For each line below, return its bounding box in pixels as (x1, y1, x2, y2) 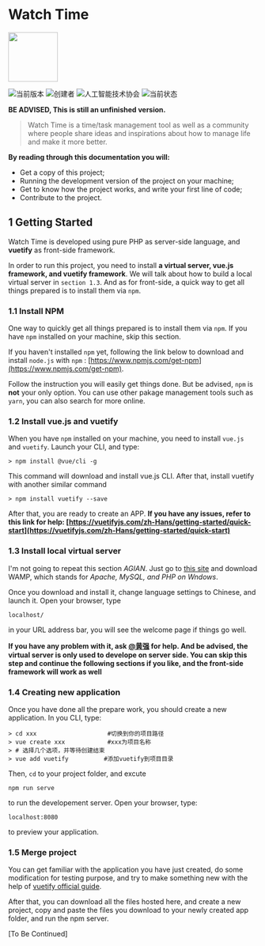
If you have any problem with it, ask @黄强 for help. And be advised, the (8, 641, 248, 650)
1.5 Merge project (8, 846, 78, 857)
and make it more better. (27, 137, 108, 146)
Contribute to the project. (19, 192, 103, 202)
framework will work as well (8, 667, 102, 676)
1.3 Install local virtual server (8, 546, 121, 557)
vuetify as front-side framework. (8, 245, 115, 255)
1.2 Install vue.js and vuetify (8, 415, 119, 426)
